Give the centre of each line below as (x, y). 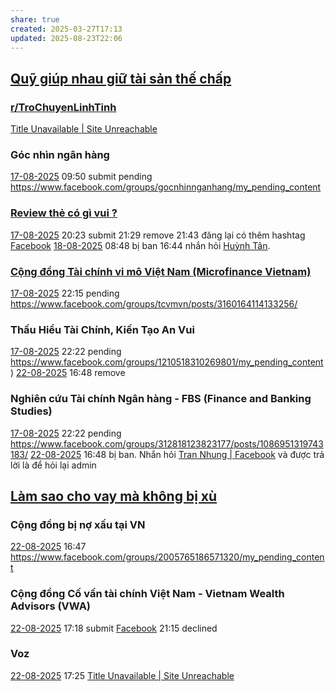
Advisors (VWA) (51, 606)
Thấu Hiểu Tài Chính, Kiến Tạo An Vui (102, 329)
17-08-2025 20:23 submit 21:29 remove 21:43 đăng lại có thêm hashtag (158, 235)
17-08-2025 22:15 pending (65, 293)
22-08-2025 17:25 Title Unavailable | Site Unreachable (122, 675)
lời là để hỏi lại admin (53, 465)
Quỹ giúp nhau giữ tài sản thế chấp (121, 78)
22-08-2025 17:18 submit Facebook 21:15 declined (114, 628)
